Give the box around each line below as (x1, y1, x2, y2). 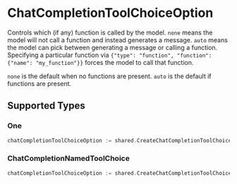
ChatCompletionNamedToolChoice (7, 154, 130, 164)
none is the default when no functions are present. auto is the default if (7, 72, 212, 80)
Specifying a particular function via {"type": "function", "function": (7, 51, 212, 59)
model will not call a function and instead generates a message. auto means (7, 35, 228, 44)
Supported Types (7, 100, 86, 112)
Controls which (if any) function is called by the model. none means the (7, 28, 213, 37)
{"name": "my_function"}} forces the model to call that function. (7, 58, 194, 66)
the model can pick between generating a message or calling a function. (7, 43, 218, 51)
